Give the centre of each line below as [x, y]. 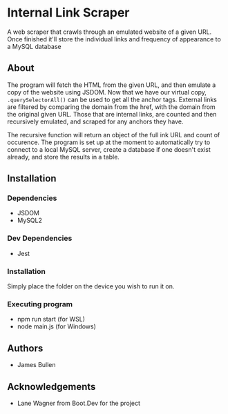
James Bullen [37, 365]
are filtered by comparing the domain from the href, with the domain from [111, 107]
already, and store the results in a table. [63, 157]
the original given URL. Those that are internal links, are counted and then [112, 114]
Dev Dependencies [40, 238]
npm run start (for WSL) [51, 319]
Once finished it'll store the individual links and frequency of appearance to [114, 39]
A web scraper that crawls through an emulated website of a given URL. [110, 32]
